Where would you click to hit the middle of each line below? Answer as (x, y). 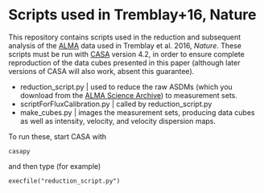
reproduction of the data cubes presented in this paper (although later (124, 63)
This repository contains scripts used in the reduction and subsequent (125, 37)
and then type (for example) (55, 166)
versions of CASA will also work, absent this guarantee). (101, 71)
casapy (19, 151)
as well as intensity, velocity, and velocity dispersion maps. (118, 121)
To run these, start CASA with (58, 136)
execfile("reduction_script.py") (64, 181)
